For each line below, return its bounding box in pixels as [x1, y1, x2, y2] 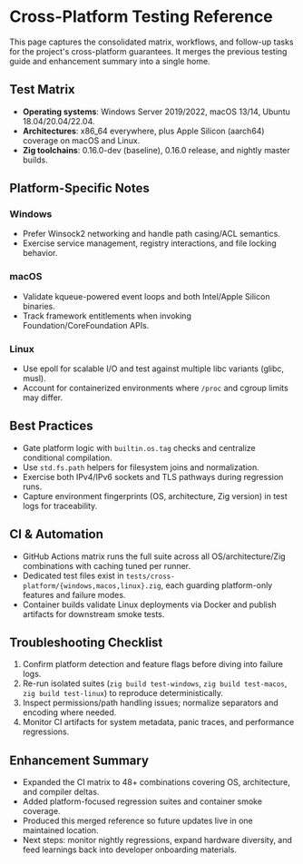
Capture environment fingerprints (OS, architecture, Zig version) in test [22, 490, 288, 501]
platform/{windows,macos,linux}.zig [22, 581, 161, 591]
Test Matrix [9, 82, 75, 97]
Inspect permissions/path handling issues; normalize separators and [22, 697, 279, 709]
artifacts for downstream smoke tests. [22, 608, 165, 619]
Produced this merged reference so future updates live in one [22, 815, 253, 827]
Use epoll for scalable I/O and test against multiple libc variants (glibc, [22, 363, 284, 374]
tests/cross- [125, 572, 175, 581]
